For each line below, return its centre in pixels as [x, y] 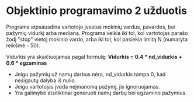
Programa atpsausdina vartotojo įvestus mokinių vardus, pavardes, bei [91, 27]
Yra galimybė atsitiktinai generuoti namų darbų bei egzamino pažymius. [101, 93]
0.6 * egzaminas [27, 63]
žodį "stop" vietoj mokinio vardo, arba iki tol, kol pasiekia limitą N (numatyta [97, 39]
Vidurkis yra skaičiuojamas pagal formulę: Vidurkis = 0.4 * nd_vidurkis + [94, 57]
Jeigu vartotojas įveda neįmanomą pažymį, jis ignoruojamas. [87, 86]
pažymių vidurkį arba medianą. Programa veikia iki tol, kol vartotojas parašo [97, 33]
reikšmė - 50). [23, 45]
